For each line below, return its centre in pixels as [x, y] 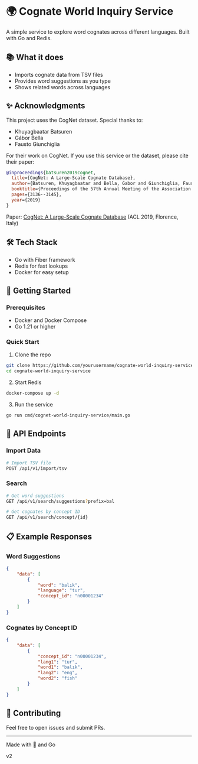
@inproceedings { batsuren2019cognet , [51, 173]
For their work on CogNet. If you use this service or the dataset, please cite [97, 155]
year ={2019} [26, 200]
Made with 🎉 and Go [31, 745]
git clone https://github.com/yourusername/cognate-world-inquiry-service [100, 366]
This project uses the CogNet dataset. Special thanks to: [75, 120]
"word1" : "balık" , [60, 667]
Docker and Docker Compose [51, 320]
